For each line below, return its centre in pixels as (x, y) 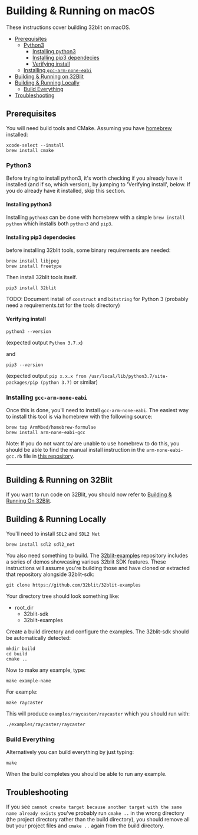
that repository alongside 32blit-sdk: (50, 574)
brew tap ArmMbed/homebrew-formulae (51, 427)
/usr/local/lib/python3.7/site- (128, 376)
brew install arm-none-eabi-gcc (46, 432)
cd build (17, 654)
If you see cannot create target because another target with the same (94, 807)
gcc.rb (14, 457)
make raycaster (25, 703)
